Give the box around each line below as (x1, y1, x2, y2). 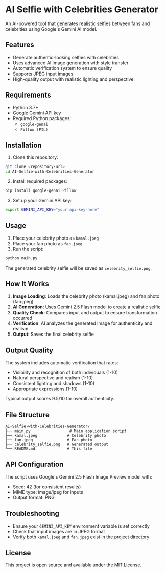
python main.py (5, 255, 38, 261)
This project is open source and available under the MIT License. (5, 562, 142, 568)
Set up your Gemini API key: (12, 198, 72, 203)
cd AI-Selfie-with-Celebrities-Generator (5, 169, 95, 174)
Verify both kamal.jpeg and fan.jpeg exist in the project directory (12, 534, 150, 540)
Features (5, 41, 34, 50)
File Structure (5, 410, 50, 419)
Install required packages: (12, 178, 67, 184)
